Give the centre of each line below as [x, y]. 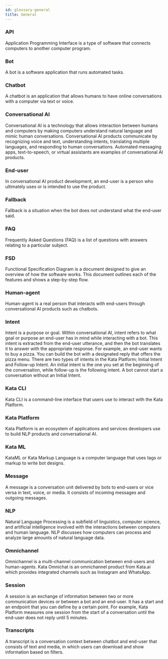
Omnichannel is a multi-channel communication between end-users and [80, 562]
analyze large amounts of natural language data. [55, 538]
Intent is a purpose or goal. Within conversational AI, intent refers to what [81, 333]
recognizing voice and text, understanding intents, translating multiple [77, 141]
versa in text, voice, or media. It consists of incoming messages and [75, 492]
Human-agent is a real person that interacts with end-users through [75, 303]
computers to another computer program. [48, 48]
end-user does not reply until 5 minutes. [47, 617]
